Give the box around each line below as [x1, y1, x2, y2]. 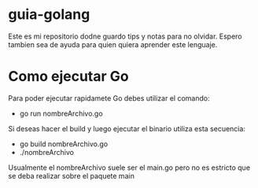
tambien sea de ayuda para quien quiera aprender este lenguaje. [8, 39, 218, 49]
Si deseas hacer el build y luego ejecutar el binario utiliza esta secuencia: [8, 123, 246, 133]
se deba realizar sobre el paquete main [8, 171, 135, 180]
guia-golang [8, 6, 90, 24]
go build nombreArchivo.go [19, 139, 109, 149]
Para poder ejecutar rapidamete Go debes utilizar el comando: [8, 93, 210, 103]
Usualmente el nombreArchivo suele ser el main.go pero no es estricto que [8, 163, 250, 172]
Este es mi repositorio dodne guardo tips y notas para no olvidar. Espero [8, 31, 242, 41]
